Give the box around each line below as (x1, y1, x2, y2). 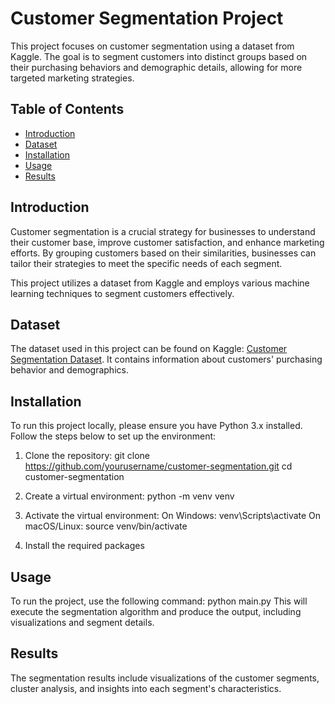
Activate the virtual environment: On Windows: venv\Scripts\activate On (24, 510, 322, 522)
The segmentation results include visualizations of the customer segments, (10, 672, 320, 684)
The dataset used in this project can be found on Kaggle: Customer (10, 343, 288, 355)
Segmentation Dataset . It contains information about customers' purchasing (10, 353, 323, 366)
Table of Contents (10, 101, 125, 118)
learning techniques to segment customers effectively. (10, 287, 235, 299)
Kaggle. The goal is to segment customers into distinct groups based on (10, 50, 308, 62)
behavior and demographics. (10, 364, 129, 376)
